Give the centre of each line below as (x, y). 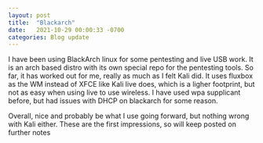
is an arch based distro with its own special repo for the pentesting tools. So (131, 68)
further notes (29, 133)
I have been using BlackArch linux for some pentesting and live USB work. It (131, 59)
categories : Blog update (49, 37)
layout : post (29, 15)
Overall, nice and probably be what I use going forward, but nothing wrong (129, 116)
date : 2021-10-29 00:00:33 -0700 (66, 30)
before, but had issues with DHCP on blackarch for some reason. (113, 101)
